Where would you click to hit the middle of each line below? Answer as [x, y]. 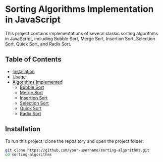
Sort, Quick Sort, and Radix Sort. [38, 44]
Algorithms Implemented [37, 82]
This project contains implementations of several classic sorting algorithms [82, 33]
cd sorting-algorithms [28, 155]
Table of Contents [33, 60]
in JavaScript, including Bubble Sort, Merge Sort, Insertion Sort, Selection [80, 39]
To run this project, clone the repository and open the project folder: [75, 141]
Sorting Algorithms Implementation [80, 9]
